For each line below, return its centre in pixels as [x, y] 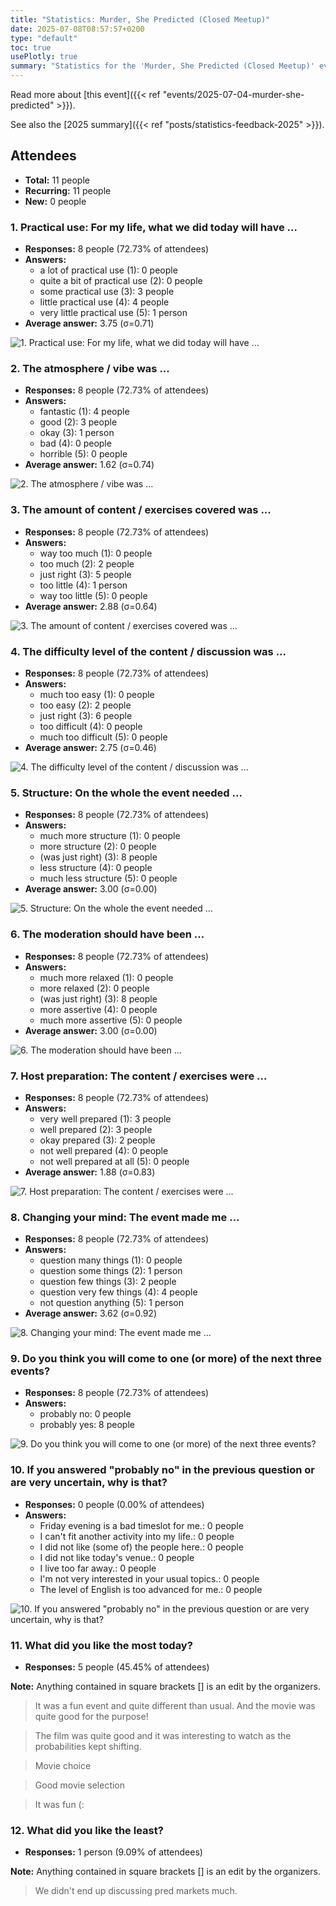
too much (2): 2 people [87, 563]
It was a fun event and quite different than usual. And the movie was [175, 1706]
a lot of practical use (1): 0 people [108, 270]
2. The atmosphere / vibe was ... [90, 369]
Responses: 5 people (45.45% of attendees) [117, 1667]
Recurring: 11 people [68, 190]
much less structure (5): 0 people [108, 878]
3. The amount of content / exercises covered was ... [141, 510]
